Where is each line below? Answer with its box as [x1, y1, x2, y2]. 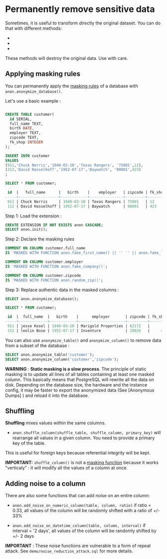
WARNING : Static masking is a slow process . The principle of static [5, 366, 147, 372]
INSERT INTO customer [5, 153, 50, 158]
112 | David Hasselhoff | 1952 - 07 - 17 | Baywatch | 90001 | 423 [7, 203, 157, 209]
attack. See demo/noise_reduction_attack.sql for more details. [5, 548, 133, 554]
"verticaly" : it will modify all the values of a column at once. [5, 465, 128, 471]
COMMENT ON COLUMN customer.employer [5, 259, 83, 264]
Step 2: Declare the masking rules [5, 236, 75, 242]
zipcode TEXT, [9, 135, 39, 140]
